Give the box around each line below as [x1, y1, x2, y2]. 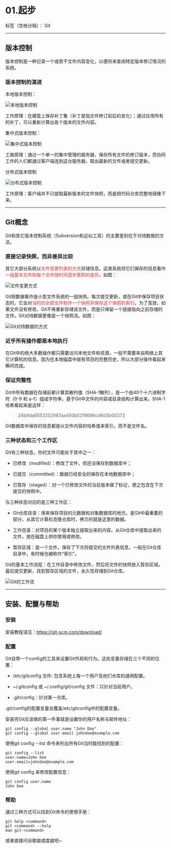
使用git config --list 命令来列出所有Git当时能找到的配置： [5, 740, 124, 747]
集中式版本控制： [5, 130, 41, 136]
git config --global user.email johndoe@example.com [5, 731, 120, 736]
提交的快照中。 [12, 488, 44, 495]
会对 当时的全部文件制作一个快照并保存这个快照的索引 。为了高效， [22, 300, 161, 306]
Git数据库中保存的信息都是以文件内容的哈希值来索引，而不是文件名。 [5, 423, 150, 429]
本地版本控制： [5, 91, 37, 97]
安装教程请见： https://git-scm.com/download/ [5, 629, 102, 635]
